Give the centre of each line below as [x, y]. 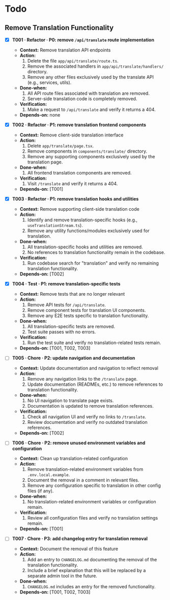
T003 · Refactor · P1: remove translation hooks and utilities [75, 199]
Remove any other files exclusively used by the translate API [90, 77]
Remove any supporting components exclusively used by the [91, 157]
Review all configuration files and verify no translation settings [93, 518]
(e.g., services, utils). [49, 82]
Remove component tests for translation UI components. [87, 310]
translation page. [45, 162]
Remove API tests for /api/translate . [67, 305]
